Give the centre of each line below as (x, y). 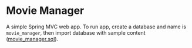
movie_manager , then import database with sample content (76, 32)
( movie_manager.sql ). (32, 39)
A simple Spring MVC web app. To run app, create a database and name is (96, 27)
